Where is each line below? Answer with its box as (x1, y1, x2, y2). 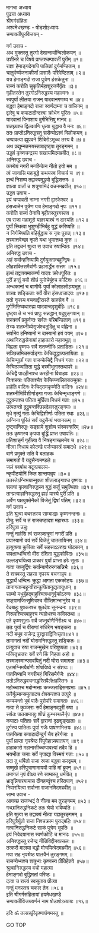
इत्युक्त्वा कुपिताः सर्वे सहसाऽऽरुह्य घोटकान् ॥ (6, 543, 88, 551)
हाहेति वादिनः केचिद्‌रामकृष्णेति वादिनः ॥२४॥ (6, 383, 88, 390)
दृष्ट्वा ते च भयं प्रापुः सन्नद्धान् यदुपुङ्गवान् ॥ (6, 310, 85, 317)
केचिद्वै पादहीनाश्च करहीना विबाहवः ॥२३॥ (6, 370, 83, 377)
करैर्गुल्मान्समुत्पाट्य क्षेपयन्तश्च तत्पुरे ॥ (6, 691, 76, 697)
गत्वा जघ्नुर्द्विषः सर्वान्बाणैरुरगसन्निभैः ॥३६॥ (6, 564, 83, 571)
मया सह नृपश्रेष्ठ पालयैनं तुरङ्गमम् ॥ (6, 851, 73, 858)
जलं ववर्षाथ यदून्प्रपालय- (6, 463, 50, 470)
